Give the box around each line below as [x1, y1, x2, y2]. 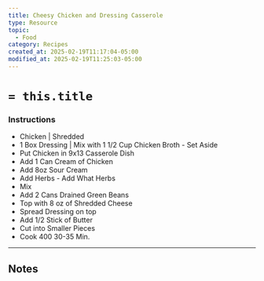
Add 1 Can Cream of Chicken [19, 157, 114, 166]
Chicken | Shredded [19, 132, 85, 141]
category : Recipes [8, 41, 68, 49]
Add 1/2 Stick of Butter [19, 215, 93, 224]
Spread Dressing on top [19, 207, 97, 217]
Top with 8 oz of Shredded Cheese [19, 199, 133, 208]
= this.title [8, 89, 93, 104]
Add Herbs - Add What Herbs [19, 173, 116, 183]
